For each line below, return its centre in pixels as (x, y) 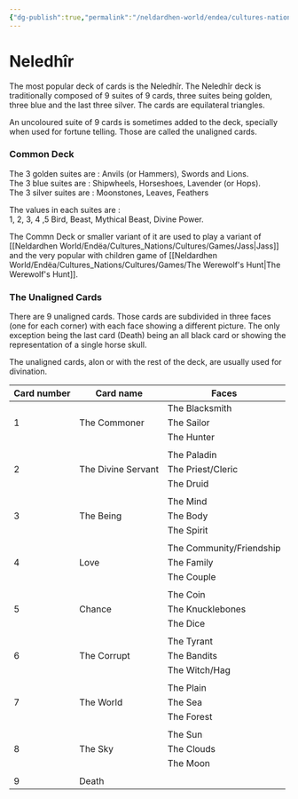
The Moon (189, 763)
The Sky (96, 749)
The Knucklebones (207, 609)
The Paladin (192, 455)
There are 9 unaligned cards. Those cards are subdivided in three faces (140, 317)
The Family (190, 563)
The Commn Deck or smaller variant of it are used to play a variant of (135, 236)
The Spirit (188, 531)
